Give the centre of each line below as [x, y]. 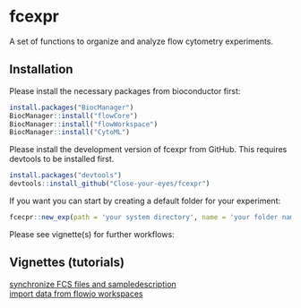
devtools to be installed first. [62, 159]
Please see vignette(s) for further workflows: [92, 234]
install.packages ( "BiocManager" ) [72, 107]
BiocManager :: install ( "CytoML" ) [69, 133]
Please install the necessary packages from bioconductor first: [125, 90]
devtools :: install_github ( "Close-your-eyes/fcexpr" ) [110, 184]
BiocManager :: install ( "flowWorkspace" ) [84, 124]
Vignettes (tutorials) [67, 263]
